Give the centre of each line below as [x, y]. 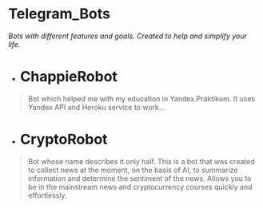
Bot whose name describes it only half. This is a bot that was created [141, 161]
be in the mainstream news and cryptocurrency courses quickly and [140, 186]
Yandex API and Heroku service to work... [96, 107]
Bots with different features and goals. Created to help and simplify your [128, 36]
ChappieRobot [69, 77]
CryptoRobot [64, 139]
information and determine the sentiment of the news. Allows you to [139, 178]
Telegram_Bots [59, 14]
